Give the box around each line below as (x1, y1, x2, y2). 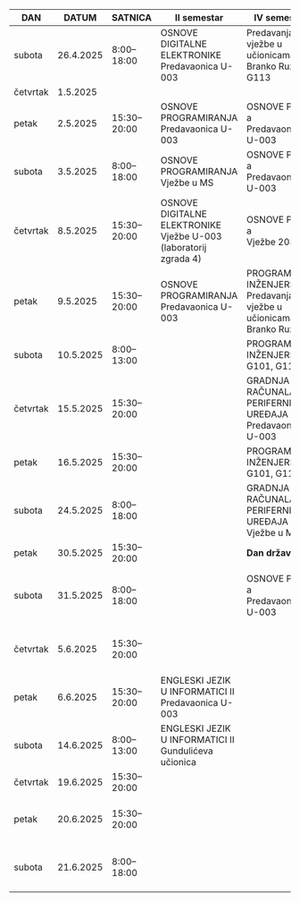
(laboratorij (160, 242, 207, 253)
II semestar (174, 12, 224, 23)
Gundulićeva (160, 745, 213, 757)
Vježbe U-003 (160, 230, 222, 243)
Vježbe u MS (160, 176, 214, 189)
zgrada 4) (160, 252, 203, 265)
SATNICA (111, 12, 153, 23)
